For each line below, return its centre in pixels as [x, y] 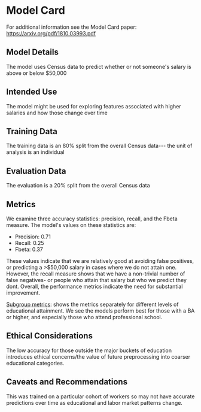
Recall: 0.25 [29, 243]
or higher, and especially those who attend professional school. [84, 317]
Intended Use [32, 92]
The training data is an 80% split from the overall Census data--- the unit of [99, 146]
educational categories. [35, 363]
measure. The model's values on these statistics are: [71, 225]
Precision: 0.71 [33, 237]
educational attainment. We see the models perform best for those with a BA [100, 311]
